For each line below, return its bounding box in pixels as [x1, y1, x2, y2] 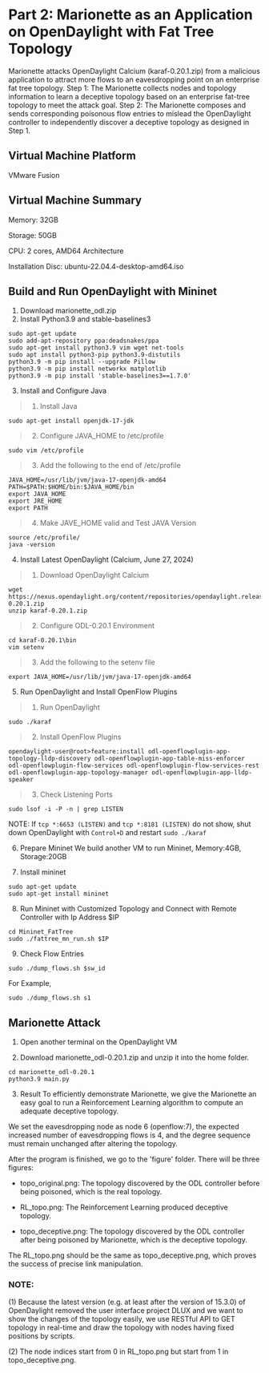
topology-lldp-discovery [8, 755, 91, 763]
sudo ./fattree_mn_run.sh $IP [8, 935, 110, 943]
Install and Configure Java [19, 386, 106, 396]
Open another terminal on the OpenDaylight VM [19, 1037, 178, 1047]
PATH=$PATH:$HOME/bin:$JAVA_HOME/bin [8, 483, 134, 491]
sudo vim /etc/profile [8, 446, 84, 454]
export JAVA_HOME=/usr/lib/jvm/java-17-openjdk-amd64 [8, 673, 192, 681]
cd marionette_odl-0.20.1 [8, 1068, 94, 1076]
